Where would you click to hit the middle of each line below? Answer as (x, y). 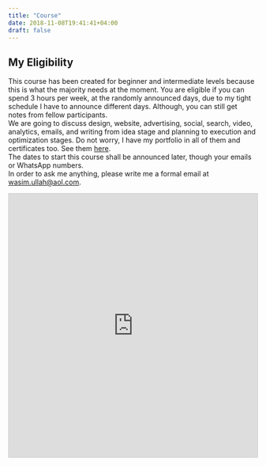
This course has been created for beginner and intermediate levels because (131, 81)
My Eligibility (41, 62)
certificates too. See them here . (60, 149)
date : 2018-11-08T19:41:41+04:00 (63, 23)
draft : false (30, 30)
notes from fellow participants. (58, 115)
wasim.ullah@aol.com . (45, 182)
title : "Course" (35, 15)
